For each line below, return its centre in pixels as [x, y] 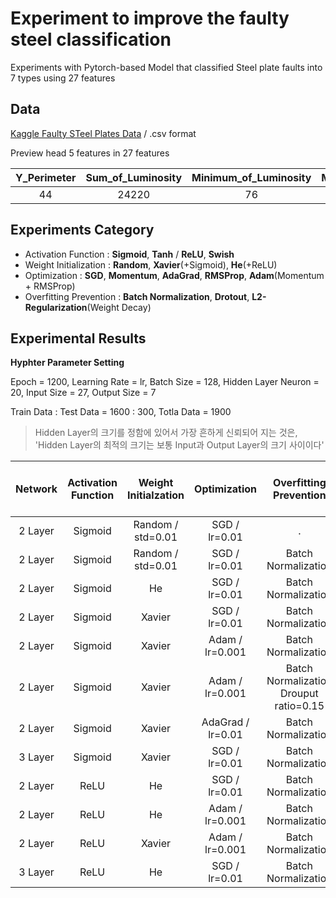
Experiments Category [82, 230]
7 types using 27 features [63, 78]
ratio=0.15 [299, 706]
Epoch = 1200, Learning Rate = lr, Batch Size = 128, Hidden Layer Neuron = [165, 382]
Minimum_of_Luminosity [251, 177]
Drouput [299, 694]
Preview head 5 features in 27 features [90, 153]
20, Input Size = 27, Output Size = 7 [83, 393]
